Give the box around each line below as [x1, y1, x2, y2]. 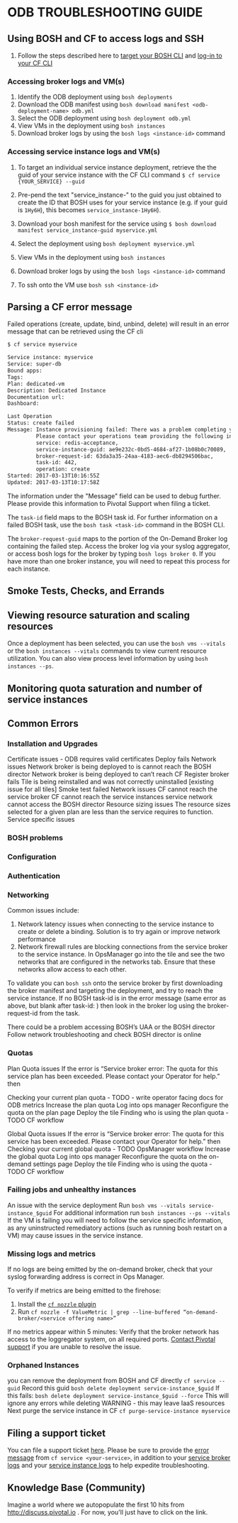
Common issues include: [7, 906, 79, 915]
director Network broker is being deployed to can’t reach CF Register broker [7, 770, 229, 779]
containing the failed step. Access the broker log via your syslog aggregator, [7, 541, 230, 550]
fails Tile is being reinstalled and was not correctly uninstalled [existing [7, 778, 214, 786]
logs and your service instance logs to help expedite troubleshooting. [7, 1461, 210, 1470]
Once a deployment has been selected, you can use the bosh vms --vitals [7, 639, 226, 648]
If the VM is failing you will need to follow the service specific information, [7, 1216, 223, 1224]
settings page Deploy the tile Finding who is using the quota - [33, 1160, 212, 1168]
